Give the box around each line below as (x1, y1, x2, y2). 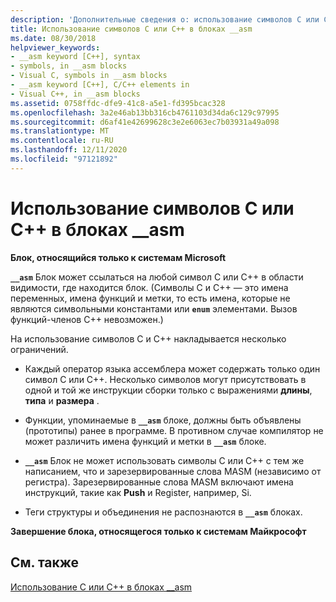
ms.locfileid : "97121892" (10, 154, 118, 164)
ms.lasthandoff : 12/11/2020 (10, 145, 128, 155)
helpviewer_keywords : (10, 42, 101, 53)
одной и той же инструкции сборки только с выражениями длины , (24, 384, 313, 396)
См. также (10, 554, 80, 571)
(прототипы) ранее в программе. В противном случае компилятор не (24, 424, 324, 436)
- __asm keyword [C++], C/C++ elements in (10, 80, 190, 90)
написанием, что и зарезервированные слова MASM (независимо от (24, 465, 322, 477)
